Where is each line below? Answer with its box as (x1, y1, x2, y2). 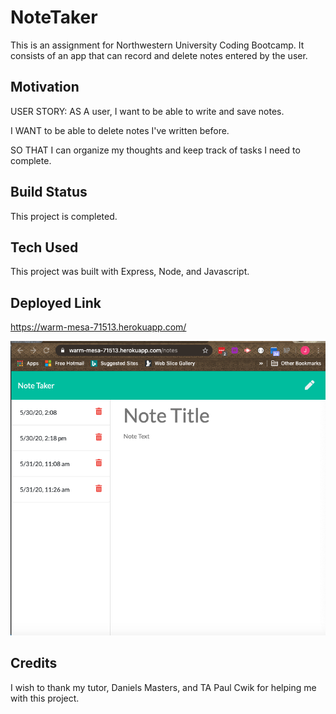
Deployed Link (10, 294, 102, 311)
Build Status (10, 184, 88, 201)
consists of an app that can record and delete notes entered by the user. (10, 49, 308, 61)
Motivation (10, 79, 80, 96)
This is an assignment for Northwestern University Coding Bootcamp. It (10, 39, 305, 51)
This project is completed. (10, 210, 118, 222)
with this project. (10, 692, 80, 704)
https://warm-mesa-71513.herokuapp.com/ (10, 321, 187, 333)
